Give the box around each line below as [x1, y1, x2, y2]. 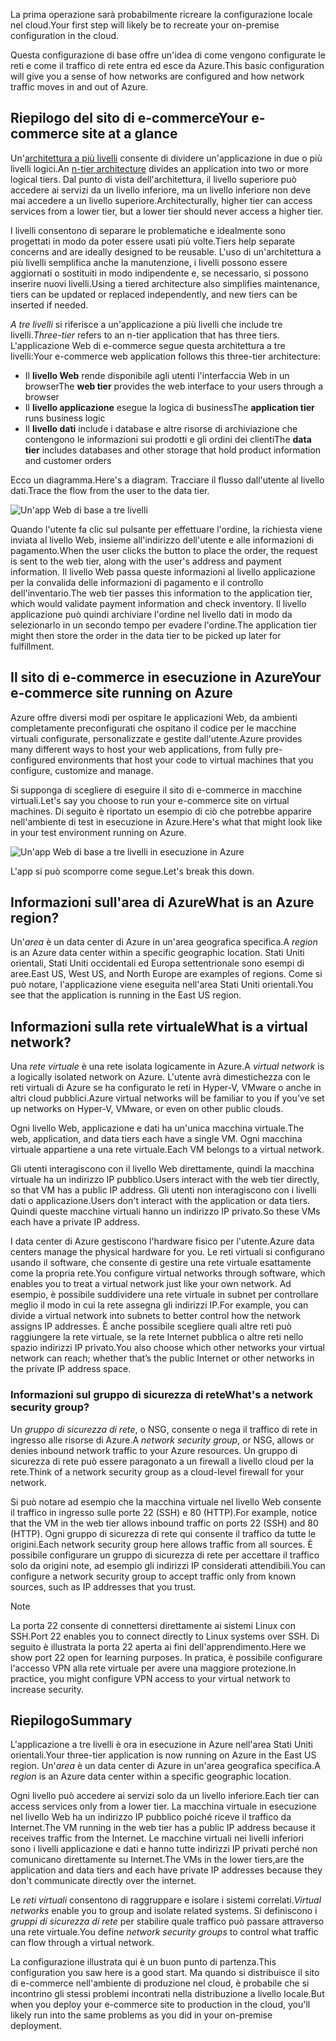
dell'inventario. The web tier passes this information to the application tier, [10, 587, 313, 599]
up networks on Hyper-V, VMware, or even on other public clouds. [10, 1103, 284, 1115]
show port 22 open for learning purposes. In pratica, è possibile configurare [10, 1651, 323, 1663]
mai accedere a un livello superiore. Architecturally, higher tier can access [10, 194, 313, 206]
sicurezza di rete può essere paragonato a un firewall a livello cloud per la [10, 1455, 315, 1467]
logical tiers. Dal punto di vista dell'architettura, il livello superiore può [10, 173, 297, 185]
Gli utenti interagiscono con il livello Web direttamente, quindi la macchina [10, 1163, 315, 1175]
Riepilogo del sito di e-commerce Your [10, 110, 249, 127]
